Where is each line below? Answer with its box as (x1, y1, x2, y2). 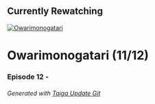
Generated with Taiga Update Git (7, 89, 101, 97)
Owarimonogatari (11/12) (7, 48, 150, 63)
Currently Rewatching (7, 5, 103, 17)
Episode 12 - (7, 72, 49, 81)
